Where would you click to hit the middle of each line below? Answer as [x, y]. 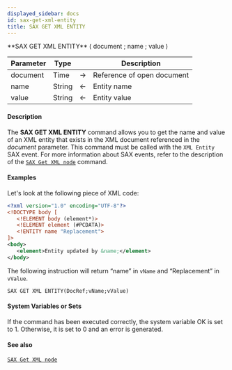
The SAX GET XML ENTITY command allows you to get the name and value [116, 132]
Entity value [112, 98]
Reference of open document [141, 75]
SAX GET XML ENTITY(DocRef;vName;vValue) [68, 291]
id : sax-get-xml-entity [42, 20]
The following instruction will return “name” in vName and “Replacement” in [113, 271]
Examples [22, 177]
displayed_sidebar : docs [43, 14]
